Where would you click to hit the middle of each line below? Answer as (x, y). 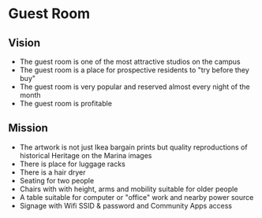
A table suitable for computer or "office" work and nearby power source (137, 197)
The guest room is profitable (66, 103)
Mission (28, 128)
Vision (24, 43)
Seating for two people (57, 180)
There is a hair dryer (52, 172)
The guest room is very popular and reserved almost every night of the (135, 87)
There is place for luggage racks (73, 164)
